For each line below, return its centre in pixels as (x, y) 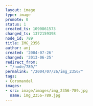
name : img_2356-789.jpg (35, 95)
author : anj (18, 48)
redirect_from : (21, 62)
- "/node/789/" (21, 67)
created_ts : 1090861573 (31, 29)
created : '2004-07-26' (29, 52)
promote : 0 (17, 19)
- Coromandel (19, 81)
